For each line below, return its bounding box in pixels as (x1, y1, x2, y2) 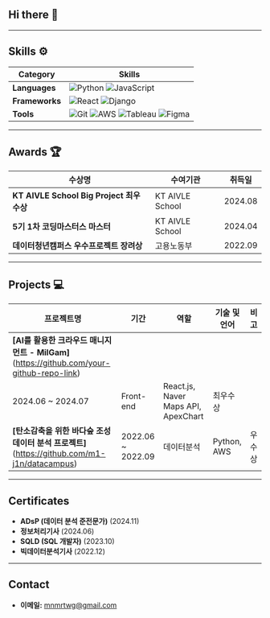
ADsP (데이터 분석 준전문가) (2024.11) (19, 517, 140, 526)
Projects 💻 (8, 278, 64, 291)
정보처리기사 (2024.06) (19, 526, 95, 536)
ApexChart (163, 411, 204, 422)
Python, (212, 436, 243, 447)
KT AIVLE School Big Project (12, 190, 124, 201)
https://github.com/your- (15, 357, 111, 369)
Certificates (8, 494, 70, 508)
